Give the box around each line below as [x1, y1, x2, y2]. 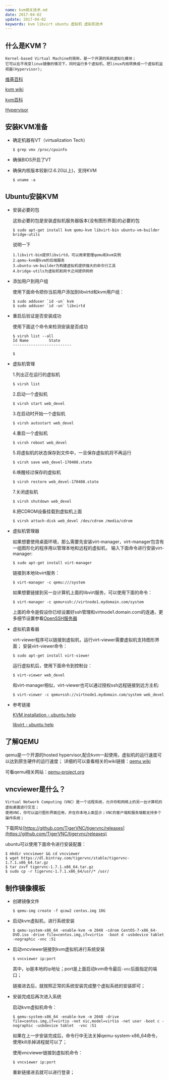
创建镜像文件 [12, 898, 39, 904]
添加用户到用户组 [12, 278, 48, 284]
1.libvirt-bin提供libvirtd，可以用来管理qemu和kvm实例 [12, 252, 121, 257]
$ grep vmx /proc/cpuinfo [12, 147, 67, 152]
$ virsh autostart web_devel [12, 420, 74, 425]
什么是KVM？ [5, 41, 48, 50]
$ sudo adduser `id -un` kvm [12, 299, 74, 304]
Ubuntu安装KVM [5, 192, 59, 201]
